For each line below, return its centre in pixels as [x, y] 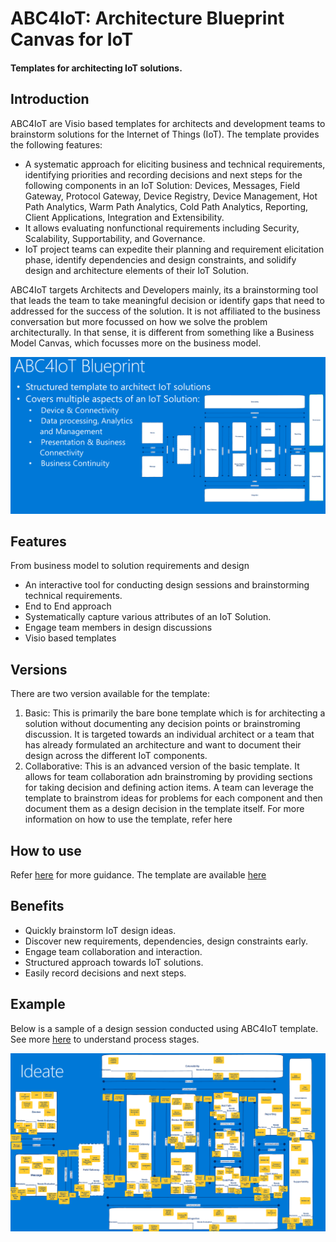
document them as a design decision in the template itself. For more [164, 809]
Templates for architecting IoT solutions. [96, 68]
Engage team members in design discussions [118, 628]
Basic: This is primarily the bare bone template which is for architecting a [175, 713]
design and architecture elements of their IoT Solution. [136, 270]
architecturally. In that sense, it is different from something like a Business [162, 332]
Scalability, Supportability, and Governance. [115, 238]
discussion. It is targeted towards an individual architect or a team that [169, 734]
